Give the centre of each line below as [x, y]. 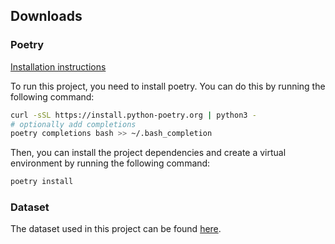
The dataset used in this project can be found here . [116, 229]
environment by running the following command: [110, 163]
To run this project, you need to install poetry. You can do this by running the [168, 86]
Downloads [46, 16]
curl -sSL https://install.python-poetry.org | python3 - [133, 115]
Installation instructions [58, 66]
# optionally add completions [73, 124]
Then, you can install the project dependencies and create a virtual [148, 153]
